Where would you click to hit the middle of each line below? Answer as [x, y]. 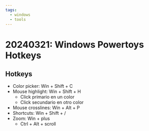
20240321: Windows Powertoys [74, 44]
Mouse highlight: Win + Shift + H [47, 91]
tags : [11, 10]
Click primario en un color [47, 97]
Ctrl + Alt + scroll [38, 124]
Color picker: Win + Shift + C [43, 86]
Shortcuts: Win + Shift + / [39, 113]
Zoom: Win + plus [31, 119]
